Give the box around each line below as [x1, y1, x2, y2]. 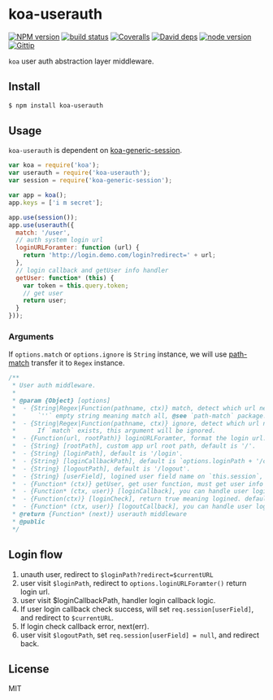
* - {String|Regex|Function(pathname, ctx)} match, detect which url [11, 404, 256, 412]
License [8, 662, 50, 676]
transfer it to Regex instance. [31, 358, 125, 368]
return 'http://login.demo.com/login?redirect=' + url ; [23, 252, 217, 260]
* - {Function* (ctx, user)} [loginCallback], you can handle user [11, 488, 249, 496]
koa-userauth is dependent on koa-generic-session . [8, 146, 183, 155]
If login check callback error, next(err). [19, 621, 149, 631]
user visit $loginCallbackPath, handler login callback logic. [19, 595, 216, 605]
